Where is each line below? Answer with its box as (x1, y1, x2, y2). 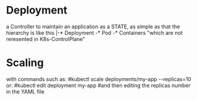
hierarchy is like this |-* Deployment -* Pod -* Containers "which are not (6, 29, 183, 36)
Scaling (6, 56, 44, 69)
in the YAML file (6, 88, 45, 95)
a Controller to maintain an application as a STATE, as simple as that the (6, 23, 180, 30)
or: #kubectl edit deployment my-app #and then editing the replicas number (6, 82, 191, 89)
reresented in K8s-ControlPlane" (6, 35, 86, 42)
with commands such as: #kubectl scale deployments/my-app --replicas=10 (6, 75, 192, 82)
